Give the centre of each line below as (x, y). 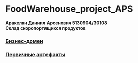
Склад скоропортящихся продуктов (45, 28)
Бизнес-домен (25, 41)
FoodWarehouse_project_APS (69, 9)
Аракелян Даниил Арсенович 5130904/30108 (56, 23)
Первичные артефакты (35, 54)
